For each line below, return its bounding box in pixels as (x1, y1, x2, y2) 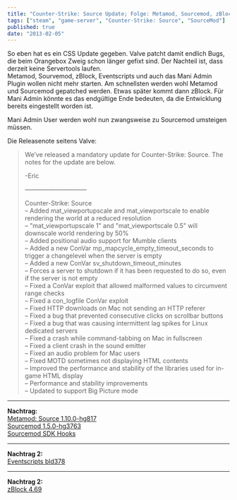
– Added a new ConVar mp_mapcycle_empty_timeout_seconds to (24, 244, 214, 253)
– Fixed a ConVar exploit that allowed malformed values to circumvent (24, 282, 228, 290)
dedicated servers (24, 326, 78, 335)
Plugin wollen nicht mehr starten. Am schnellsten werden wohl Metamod (7, 79, 218, 88)
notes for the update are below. (24, 158, 116, 167)
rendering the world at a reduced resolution (24, 214, 152, 222)
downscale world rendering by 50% (24, 229, 129, 237)
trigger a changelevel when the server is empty (24, 251, 162, 260)
